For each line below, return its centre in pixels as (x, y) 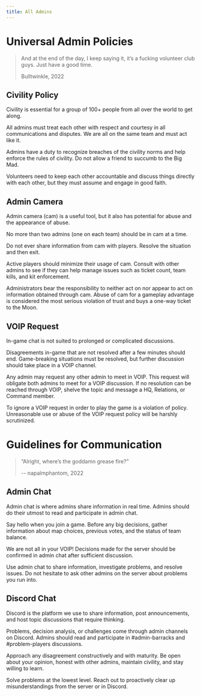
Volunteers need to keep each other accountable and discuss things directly (100, 176)
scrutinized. (21, 420)
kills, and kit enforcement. (38, 276)
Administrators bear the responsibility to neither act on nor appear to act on (100, 288)
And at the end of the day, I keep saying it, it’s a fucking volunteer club (108, 58)
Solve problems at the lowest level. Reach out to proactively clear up (91, 680)
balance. (17, 537)
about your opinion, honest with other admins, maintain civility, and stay (95, 662)
